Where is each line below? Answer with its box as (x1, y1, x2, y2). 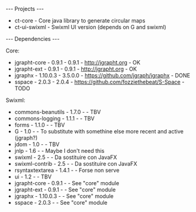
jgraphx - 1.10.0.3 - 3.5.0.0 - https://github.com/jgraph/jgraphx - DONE (14, 72, 191, 79)
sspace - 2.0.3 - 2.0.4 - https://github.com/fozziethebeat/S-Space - (14, 79, 184, 85)
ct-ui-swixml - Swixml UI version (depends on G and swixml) (14, 24, 166, 30)
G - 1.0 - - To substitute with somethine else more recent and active (14, 128, 184, 135)
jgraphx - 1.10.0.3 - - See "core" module (14, 193, 114, 200)
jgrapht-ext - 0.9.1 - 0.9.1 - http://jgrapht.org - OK (14, 65, 137, 72)
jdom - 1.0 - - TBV (14, 141, 60, 148)
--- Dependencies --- (5, 35, 60, 42)
